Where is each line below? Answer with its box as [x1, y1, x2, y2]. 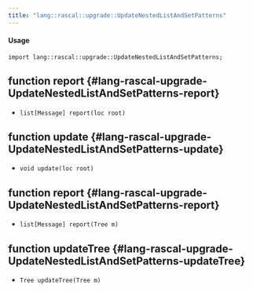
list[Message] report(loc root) [19, 109, 126, 117]
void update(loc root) [19, 165, 94, 173]
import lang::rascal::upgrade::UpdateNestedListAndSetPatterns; [8, 53, 223, 61]
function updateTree [8, 242, 111, 255]
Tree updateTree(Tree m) [19, 276, 101, 285]
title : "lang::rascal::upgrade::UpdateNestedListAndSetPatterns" [8, 11, 226, 20]
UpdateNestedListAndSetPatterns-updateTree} [8, 254, 246, 268]
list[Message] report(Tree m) [19, 221, 119, 228]
